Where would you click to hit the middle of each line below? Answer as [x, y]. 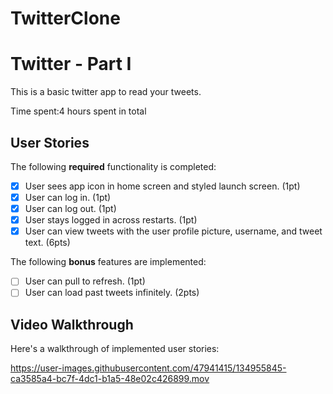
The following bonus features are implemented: [108, 262]
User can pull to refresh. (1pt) [85, 281]
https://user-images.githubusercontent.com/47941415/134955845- [148, 368]
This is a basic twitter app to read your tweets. [106, 92]
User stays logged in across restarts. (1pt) [111, 220]
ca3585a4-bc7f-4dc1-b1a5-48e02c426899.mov [110, 379]
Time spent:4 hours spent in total [78, 111]
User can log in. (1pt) [68, 197]
